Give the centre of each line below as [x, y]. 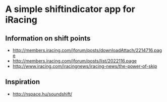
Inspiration [23, 82]
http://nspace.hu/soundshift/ [42, 94]
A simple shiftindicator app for [70, 9]
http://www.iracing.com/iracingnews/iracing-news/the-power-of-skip [85, 66]
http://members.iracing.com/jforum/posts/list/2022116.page [75, 61]
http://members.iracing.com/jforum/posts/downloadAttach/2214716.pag [87, 50]
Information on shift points [48, 38]
